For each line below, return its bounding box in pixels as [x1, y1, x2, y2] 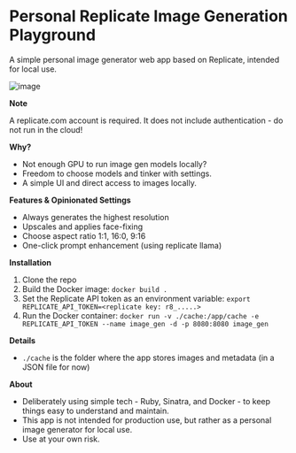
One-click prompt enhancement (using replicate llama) [21, 240, 222, 250]
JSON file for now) [21, 361, 90, 372]
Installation [9, 257, 51, 267]
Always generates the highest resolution [21, 211, 170, 222]
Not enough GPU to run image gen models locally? [21, 158, 207, 169]
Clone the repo [21, 274, 77, 285]
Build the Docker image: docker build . [21, 283, 168, 294]
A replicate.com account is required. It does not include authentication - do [9, 115, 284, 126]
